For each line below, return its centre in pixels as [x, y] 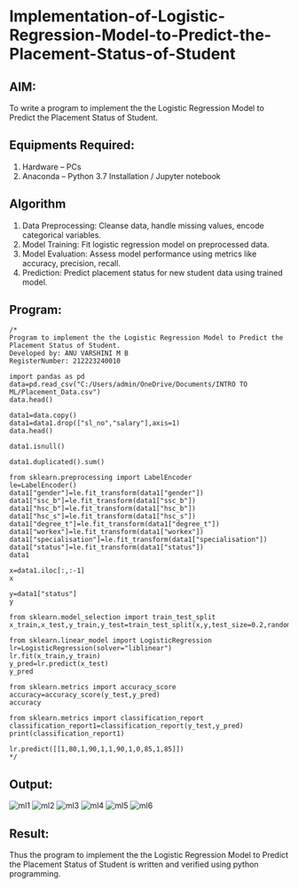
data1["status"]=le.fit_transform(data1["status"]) [106, 547]
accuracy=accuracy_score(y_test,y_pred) [85, 695]
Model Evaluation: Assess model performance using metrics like [139, 254]
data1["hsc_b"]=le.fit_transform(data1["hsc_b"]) [103, 509]
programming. [35, 874]
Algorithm [38, 204]
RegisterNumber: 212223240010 [65, 361]
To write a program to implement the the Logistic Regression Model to [137, 108]
